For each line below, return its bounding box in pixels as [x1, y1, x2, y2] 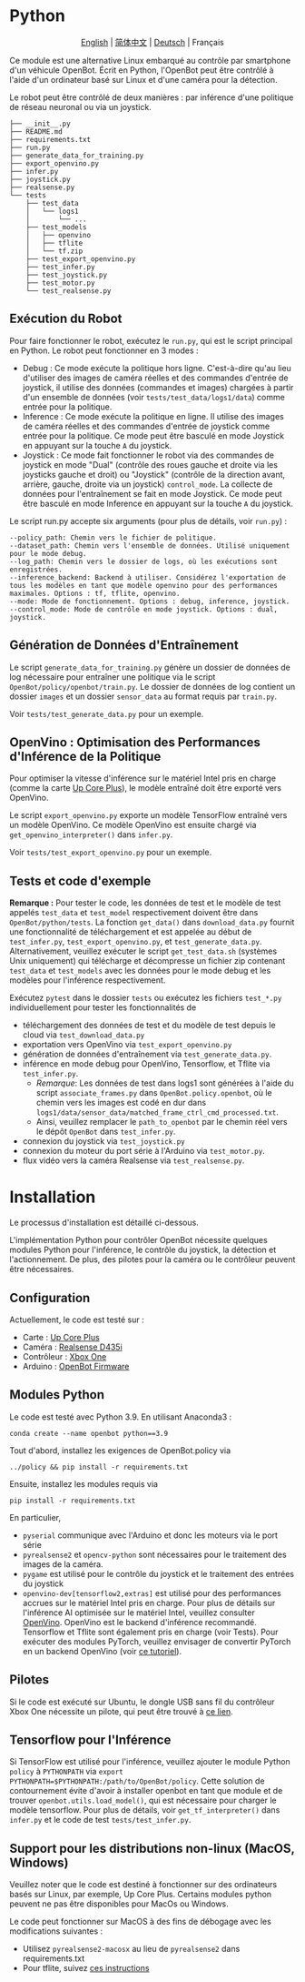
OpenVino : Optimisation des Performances [9, 734, 261, 750]
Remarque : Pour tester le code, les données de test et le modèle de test [9, 897, 281, 908]
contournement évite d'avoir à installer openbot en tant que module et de [9, 1785, 283, 1796]
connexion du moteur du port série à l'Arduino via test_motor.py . [22, 1146, 265, 1157]
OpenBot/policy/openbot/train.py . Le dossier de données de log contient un [9, 681, 296, 692]
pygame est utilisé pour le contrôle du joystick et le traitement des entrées [22, 1568, 295, 1579]
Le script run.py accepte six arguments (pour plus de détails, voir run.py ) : [9, 515, 288, 526]
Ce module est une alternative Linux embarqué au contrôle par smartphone [9, 55, 291, 66]
